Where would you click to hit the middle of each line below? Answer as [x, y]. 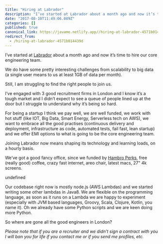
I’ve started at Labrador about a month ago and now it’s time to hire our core [81, 55]
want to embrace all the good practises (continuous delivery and [70, 123]
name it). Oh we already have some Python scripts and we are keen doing [79, 207]
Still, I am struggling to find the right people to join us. [59, 84]
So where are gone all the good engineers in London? [59, 222]
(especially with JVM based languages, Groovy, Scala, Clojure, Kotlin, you [79, 202]
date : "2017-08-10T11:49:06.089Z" [40, 18]
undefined [15, 177]
